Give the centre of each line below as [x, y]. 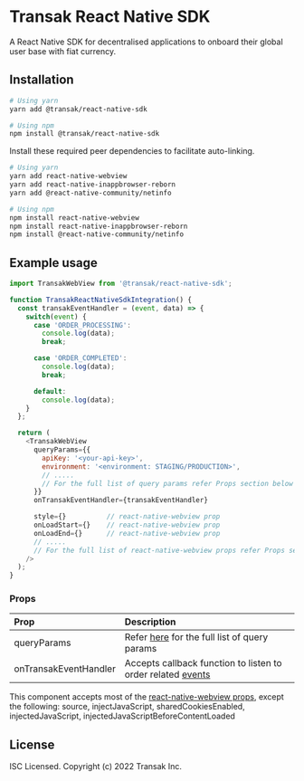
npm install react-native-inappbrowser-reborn [99, 226]
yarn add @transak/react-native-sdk [78, 109]
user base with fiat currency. [62, 51]
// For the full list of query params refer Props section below [168, 483]
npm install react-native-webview [75, 218]
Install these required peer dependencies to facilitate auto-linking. [132, 151]
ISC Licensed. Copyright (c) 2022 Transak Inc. [96, 767]
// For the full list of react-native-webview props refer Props [159, 550]
